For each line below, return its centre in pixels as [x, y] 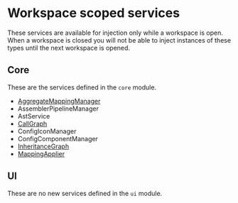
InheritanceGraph [43, 146]
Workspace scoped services [93, 13]
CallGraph [32, 124]
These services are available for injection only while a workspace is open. [115, 33]
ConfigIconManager [47, 131]
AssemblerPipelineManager [58, 109]
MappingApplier [41, 153]
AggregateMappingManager [59, 101]
